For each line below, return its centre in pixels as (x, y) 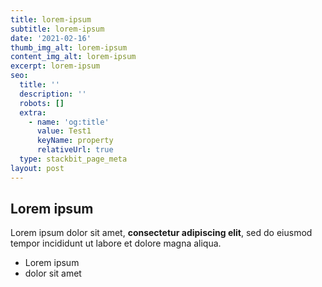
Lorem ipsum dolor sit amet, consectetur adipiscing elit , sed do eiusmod (161, 233)
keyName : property (75, 141)
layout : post (37, 168)
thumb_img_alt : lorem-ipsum (69, 47)
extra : (33, 112)
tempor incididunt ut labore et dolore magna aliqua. (116, 243)
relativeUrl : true (75, 150)
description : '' (53, 94)
